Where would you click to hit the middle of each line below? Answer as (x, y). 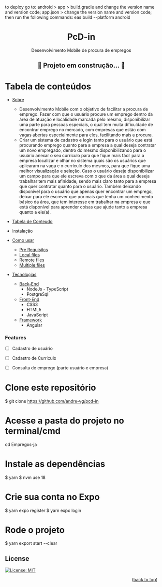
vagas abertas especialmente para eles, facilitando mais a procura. (86, 135)
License (17, 559)
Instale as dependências (55, 464)
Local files (29, 255)
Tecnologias (24, 275)
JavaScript (37, 315)
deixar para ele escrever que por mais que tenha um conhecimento (86, 197)
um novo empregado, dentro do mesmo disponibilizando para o (82, 150)
